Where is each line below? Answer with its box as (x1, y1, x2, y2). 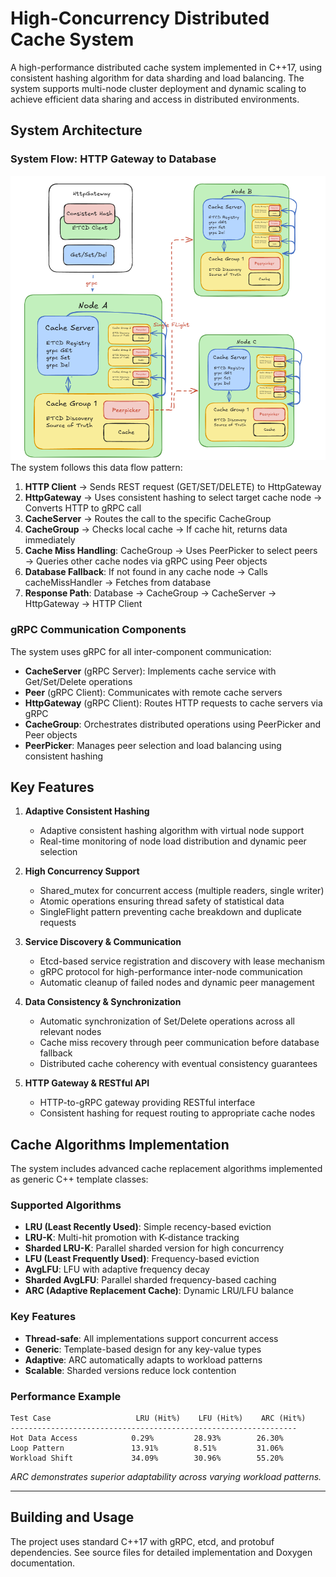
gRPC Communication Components (10, 623, 187, 637)
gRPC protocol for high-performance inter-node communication (39, 966, 303, 978)
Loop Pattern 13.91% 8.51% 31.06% (10, 1443, 284, 1454)
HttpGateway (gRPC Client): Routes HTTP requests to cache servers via (24, 697, 323, 709)
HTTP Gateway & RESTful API (24, 1077, 150, 1089)
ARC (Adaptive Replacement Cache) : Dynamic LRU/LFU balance (24, 1285, 294, 1297)
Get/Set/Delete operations (24, 675, 133, 687)
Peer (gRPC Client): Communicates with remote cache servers (24, 686, 283, 698)
